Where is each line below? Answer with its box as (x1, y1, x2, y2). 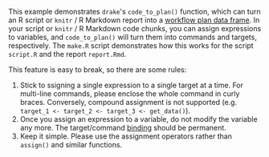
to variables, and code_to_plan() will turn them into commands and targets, (8, 32, 257, 42)
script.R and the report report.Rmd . (8, 50, 127, 58)
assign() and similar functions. (19, 140, 123, 149)
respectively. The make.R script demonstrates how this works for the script (8, 41, 255, 50)
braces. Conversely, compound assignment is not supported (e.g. (19, 98, 238, 107)
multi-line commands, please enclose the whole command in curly (19, 89, 240, 99)
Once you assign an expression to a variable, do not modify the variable (19, 115, 259, 123)
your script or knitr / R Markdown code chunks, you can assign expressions (8, 24, 262, 33)
